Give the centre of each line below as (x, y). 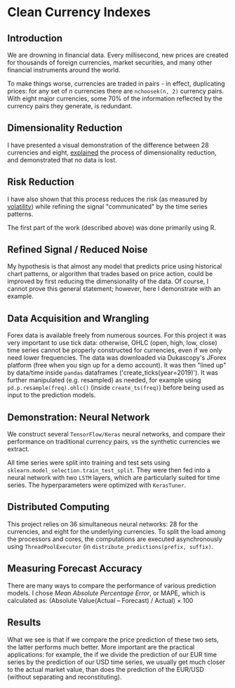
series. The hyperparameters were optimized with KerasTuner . (97, 485)
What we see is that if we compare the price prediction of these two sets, (113, 640)
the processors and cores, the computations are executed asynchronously (115, 539)
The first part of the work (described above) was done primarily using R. (112, 227)
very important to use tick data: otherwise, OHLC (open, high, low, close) (112, 343)
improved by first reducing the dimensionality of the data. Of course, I (108, 281)
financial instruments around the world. (64, 70)
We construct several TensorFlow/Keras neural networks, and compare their (116, 434)
